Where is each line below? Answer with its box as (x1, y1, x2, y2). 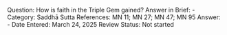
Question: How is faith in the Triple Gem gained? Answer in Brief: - (7, 6, 195, 14)
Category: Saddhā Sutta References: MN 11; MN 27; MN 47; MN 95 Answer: (7, 13, 221, 21)
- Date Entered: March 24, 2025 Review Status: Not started (7, 21, 174, 28)
